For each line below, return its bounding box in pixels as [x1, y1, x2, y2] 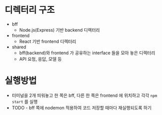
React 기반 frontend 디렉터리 [19, 38, 76, 44]
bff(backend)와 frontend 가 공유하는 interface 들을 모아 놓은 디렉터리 [19, 50, 156, 56]
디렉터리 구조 [4, 4, 55, 16]
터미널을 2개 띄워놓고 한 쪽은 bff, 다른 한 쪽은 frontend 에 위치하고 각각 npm [11, 92, 158, 98]
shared [11, 44, 27, 50]
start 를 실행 [11, 98, 38, 104]
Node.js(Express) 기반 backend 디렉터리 [19, 27, 100, 33]
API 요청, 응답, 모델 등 [19, 56, 62, 62]
